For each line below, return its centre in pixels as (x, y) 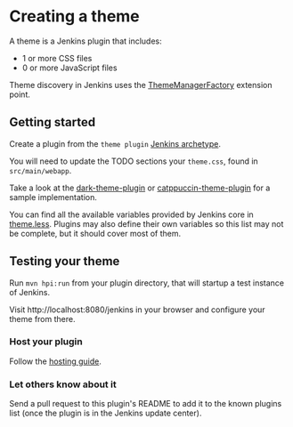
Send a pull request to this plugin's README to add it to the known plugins (146, 404)
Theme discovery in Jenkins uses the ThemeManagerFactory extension (141, 85)
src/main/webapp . (41, 170)
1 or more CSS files (57, 58)
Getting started (53, 122)
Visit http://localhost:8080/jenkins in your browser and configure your (137, 310)
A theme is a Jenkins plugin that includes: (85, 41)
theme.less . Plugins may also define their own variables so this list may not (146, 223)
